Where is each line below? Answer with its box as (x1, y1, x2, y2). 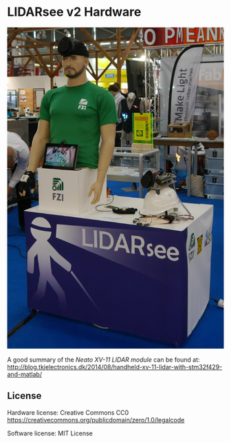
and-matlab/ (7, 370, 43, 378)
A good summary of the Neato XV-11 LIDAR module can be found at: (7, 356, 200, 364)
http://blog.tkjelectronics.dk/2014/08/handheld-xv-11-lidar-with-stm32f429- (7, 362, 223, 371)
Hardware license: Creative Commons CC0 (7, 408, 129, 417)
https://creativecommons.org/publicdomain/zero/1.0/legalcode (7, 415, 185, 424)
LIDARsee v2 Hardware (7, 4, 142, 20)
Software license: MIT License (7, 429, 93, 437)
